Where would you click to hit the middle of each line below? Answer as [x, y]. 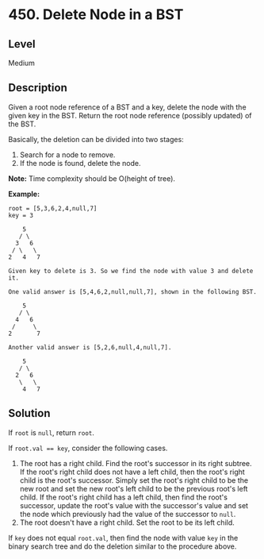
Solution [29, 413]
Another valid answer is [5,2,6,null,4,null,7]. [90, 347]
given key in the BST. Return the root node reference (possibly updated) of [130, 115]
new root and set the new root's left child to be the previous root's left [134, 488]
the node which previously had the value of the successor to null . [128, 514]
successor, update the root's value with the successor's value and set [134, 505]
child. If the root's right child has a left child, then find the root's [124, 497]
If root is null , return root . [52, 432]
